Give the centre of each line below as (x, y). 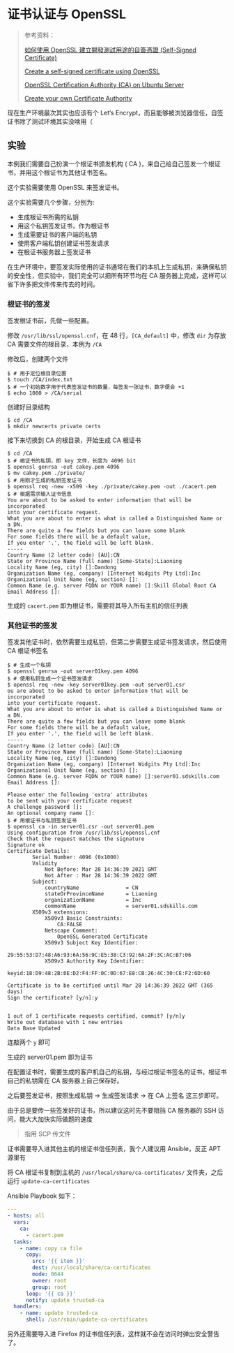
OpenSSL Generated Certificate (102, 937)
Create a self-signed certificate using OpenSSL (92, 71)
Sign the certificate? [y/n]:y (53, 998)
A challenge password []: (45, 807)
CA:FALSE (69, 925)
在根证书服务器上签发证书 (54, 251)
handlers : (28, 1307)
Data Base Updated (34, 1029)
